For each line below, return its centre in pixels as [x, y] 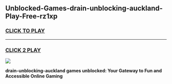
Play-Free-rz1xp [31, 17]
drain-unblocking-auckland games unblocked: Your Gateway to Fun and [84, 70]
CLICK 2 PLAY [23, 50]
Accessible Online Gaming [34, 76]
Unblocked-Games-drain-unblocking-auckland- [84, 8]
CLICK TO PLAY [25, 31]
